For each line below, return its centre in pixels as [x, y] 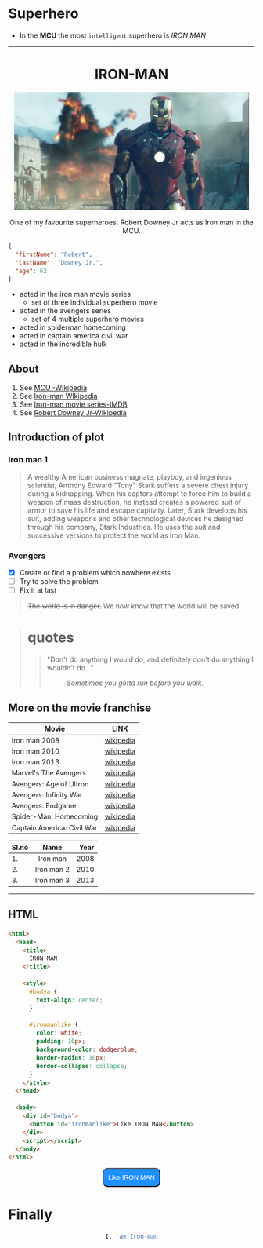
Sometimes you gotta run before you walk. [135, 683]
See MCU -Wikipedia [53, 388]
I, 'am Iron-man [131, 1237]
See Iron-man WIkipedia [58, 396]
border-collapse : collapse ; [82, 1066]
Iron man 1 [28, 460]
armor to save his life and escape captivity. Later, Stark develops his [137, 510]
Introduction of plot [56, 438]
